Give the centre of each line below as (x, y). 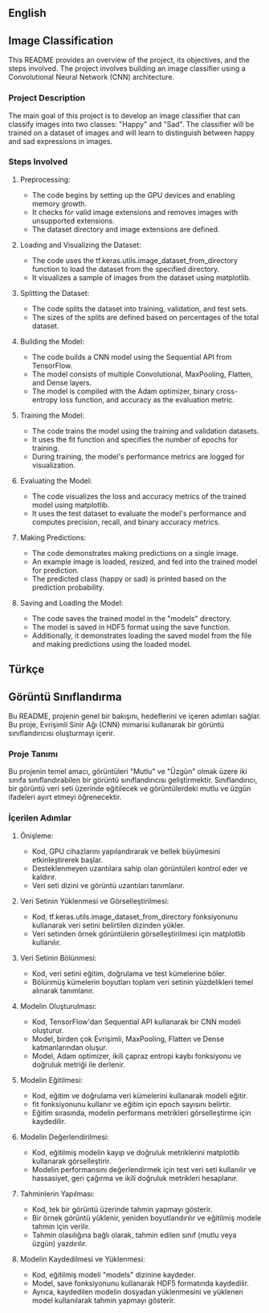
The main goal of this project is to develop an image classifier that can (124, 115)
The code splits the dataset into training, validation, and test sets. (140, 308)
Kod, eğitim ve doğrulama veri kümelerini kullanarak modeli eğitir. (140, 1095)
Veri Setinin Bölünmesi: (58, 957)
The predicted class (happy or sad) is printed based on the (129, 578)
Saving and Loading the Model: (71, 603)
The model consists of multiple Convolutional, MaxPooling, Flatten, (142, 374)
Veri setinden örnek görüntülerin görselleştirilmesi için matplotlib (139, 933)
